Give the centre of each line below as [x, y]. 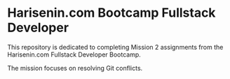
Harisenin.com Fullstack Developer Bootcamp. [74, 55]
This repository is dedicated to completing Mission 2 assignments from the [115, 47]
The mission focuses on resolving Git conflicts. [75, 68]
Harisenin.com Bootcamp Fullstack [111, 13]
